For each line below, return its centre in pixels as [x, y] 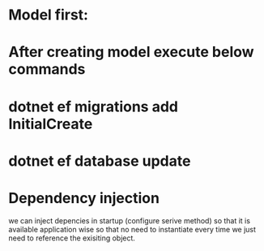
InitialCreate [51, 124]
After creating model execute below [131, 52]
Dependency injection [84, 198]
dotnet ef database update [100, 161]
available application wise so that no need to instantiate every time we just [132, 229]
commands [47, 69]
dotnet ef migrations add [93, 106]
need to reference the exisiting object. [72, 238]
